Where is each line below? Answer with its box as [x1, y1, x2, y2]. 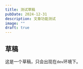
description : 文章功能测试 [5, 16, 56, 21]
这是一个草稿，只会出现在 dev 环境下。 [5, 58, 81, 64]
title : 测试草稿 [5, 7, 35, 12]
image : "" [5, 21, 26, 26]
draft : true [5, 25, 29, 30]
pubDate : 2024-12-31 [5, 12, 48, 17]
